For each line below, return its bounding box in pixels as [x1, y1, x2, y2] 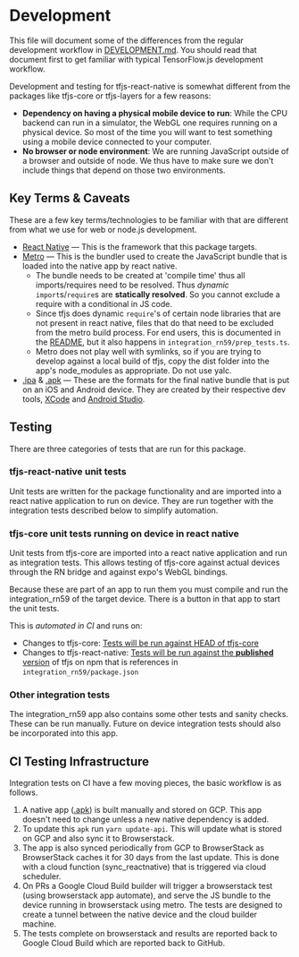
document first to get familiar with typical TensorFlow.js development [9, 54, 263, 64]
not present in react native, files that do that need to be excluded [35, 317, 274, 328]
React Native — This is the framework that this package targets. [21, 241, 257, 252]
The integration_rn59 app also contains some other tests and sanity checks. [9, 709, 288, 720]
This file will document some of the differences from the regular [9, 35, 244, 46]
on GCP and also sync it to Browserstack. [21, 833, 175, 844]
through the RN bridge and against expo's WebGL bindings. [9, 567, 228, 577]
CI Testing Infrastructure [9, 754, 150, 769]
